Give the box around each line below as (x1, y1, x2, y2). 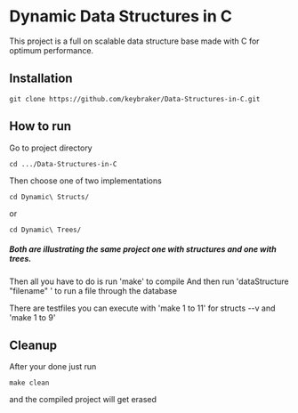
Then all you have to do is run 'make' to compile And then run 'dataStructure (9, 276, 289, 287)
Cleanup (9, 337, 58, 352)
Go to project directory (9, 142, 93, 153)
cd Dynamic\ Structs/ (9, 192, 90, 201)
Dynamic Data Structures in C (9, 6, 233, 27)
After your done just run (9, 361, 97, 372)
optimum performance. (9, 45, 94, 55)
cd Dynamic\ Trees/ (9, 225, 82, 234)
